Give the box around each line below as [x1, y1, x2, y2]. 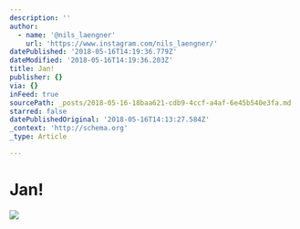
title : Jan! [9, 65, 55, 74]
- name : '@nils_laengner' [17, 30, 117, 39]
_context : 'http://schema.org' [9, 124, 129, 133]
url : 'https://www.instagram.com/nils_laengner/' [26, 38, 219, 48]
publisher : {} [9, 73, 64, 82]
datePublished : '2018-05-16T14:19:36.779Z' [9, 47, 178, 57]
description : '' [9, 13, 71, 23]
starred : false [9, 107, 67, 116]
